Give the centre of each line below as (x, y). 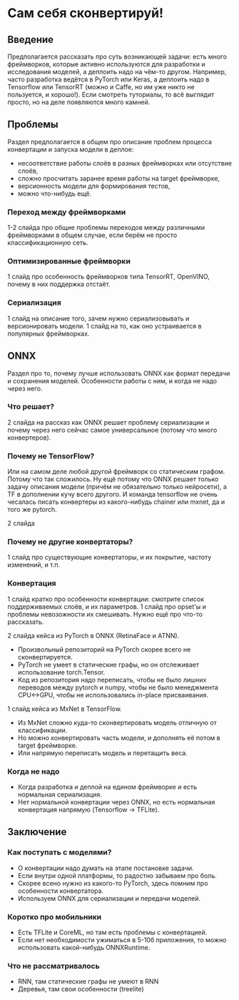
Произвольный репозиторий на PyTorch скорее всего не (104, 649)
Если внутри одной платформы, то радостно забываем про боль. (117, 875)
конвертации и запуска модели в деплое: (71, 149)
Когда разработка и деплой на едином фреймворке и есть (107, 787)
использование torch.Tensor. (61, 672)
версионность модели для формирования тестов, (94, 186)
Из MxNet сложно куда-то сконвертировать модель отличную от (117, 722)
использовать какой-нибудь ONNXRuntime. (84, 947)
